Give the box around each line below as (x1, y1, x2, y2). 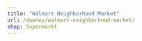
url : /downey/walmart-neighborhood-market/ (7, 17, 136, 24)
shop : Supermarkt (7, 23, 58, 30)
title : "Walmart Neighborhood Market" (7, 10, 120, 17)
